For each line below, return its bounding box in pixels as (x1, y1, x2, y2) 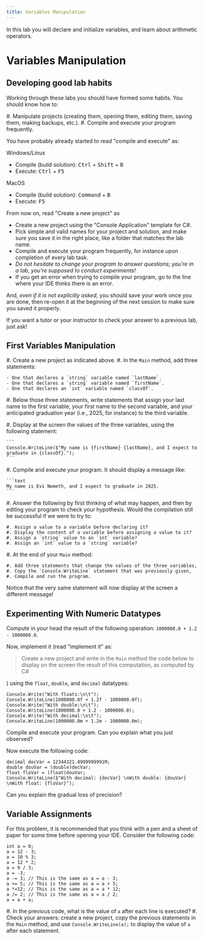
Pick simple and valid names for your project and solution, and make (15, 227, 187, 235)
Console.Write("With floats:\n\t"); (6, 692, 99, 698)
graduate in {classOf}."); (6, 450, 75, 456)
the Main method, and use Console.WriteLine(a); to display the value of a (6, 921, 191, 928)
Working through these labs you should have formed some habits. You (6, 94, 183, 101)
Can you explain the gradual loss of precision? (6, 791, 122, 798)
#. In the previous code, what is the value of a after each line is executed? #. (6, 908, 197, 915)
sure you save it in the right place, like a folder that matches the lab (15, 234, 184, 241)
